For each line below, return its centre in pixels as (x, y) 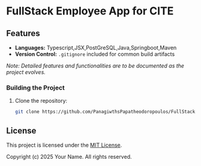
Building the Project (35, 87)
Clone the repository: (41, 101)
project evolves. (26, 72)
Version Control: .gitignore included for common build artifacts (95, 54)
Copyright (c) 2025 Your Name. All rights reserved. (69, 156)
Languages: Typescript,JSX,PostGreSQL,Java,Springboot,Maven (96, 48)
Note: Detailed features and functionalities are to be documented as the (95, 66)
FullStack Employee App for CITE (90, 11)
